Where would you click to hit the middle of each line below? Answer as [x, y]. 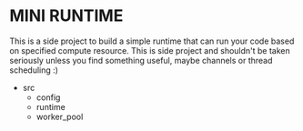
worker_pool [60, 116]
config [48, 97]
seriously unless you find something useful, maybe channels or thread [141, 60]
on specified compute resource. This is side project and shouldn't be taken [150, 50]
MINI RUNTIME [66, 16]
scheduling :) [34, 70]
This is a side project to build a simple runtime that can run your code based [152, 41]
